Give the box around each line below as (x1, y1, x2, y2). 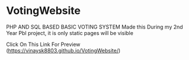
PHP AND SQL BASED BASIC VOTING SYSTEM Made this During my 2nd (6, 23, 183, 30)
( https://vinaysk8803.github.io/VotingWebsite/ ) (6, 47, 121, 54)
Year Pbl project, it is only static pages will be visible (6, 29, 134, 36)
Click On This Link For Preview (6, 41, 81, 48)
